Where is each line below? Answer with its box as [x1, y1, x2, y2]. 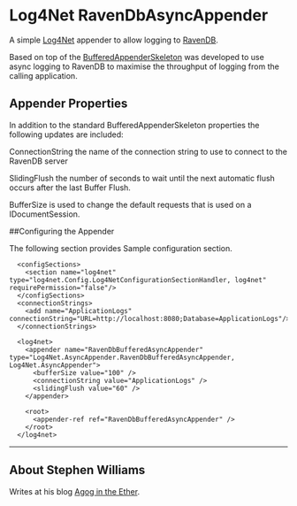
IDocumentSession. [9, 209, 80, 219]
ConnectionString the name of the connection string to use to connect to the [9, 146, 288, 157]
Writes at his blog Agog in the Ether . [9, 486, 140, 496]
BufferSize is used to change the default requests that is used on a [9, 199, 252, 210]
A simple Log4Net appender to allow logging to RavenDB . [9, 34, 219, 45]
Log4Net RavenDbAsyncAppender [9, 5, 269, 26]
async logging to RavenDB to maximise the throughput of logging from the [9, 61, 280, 72]
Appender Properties [9, 96, 128, 111]
